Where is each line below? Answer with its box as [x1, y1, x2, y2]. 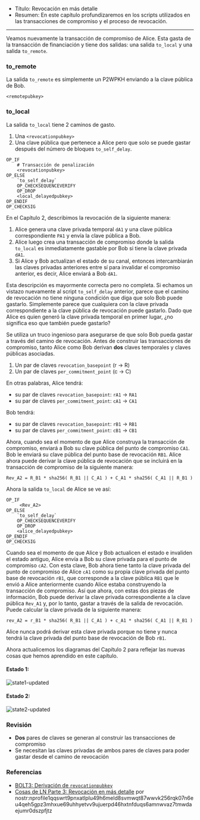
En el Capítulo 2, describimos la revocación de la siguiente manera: [6, 214, 171, 221]
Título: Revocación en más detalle [14, 5, 98, 12]
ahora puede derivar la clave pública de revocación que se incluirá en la [6, 457, 183, 464]
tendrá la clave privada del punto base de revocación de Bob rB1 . [6, 634, 167, 641]
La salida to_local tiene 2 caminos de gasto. [6, 121, 116, 128]
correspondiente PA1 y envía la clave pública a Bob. [14, 232, 141, 239]
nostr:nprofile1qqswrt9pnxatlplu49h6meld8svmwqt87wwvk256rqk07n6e [14, 794, 194, 802]
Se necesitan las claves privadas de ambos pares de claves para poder [14, 747, 190, 754]
